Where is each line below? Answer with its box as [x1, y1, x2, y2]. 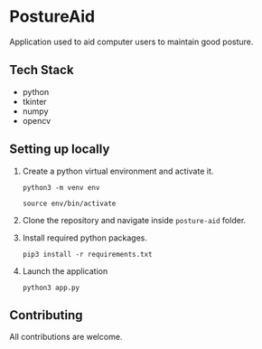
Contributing [9, 307, 83, 323]
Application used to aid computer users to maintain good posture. [9, 36, 254, 47]
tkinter [22, 96, 47, 107]
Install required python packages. [22, 232, 147, 243]
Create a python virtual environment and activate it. [22, 165, 214, 176]
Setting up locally [9, 142, 110, 157]
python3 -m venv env [22, 183, 100, 192]
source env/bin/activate [22, 199, 117, 208]
